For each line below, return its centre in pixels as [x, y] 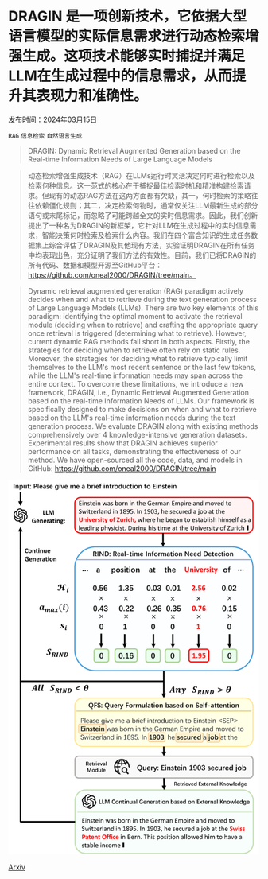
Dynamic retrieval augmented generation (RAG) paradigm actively [136, 290]
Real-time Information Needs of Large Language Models [120, 159]
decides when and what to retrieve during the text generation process [142, 299]
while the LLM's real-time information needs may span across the [135, 375]
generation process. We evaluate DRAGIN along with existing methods [143, 426]
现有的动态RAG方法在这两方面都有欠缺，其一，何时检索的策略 [150, 195]
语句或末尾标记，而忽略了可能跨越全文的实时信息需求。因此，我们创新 [143, 215]
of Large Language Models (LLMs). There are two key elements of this [143, 308]
